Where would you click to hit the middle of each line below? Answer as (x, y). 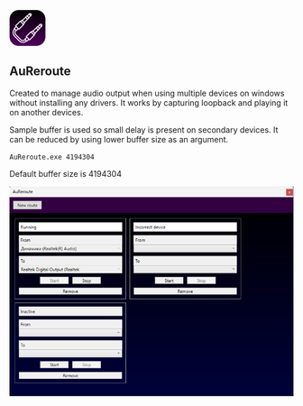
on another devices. (46, 112)
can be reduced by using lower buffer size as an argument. (119, 139)
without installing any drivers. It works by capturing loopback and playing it (149, 102)
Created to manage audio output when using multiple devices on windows (147, 93)
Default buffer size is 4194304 (65, 173)
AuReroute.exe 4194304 (52, 157)
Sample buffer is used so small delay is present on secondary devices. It (144, 129)
